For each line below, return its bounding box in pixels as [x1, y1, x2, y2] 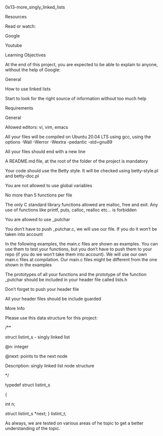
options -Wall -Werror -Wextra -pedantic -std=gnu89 [5, 139, 113, 145]
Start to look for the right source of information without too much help [5, 96, 147, 101]
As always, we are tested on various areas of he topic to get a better [5, 420, 144, 426]
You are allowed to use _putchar [5, 217, 70, 222]
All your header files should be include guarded [5, 296, 101, 302]
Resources [5, 14, 27, 19]
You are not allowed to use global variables [5, 183, 93, 188]
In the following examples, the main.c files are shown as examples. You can [5, 241, 158, 246]
